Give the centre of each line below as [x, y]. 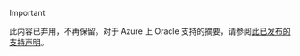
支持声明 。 [29, 42]
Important [27, 13]
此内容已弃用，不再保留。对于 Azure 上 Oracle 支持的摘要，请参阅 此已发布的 [150, 31]
